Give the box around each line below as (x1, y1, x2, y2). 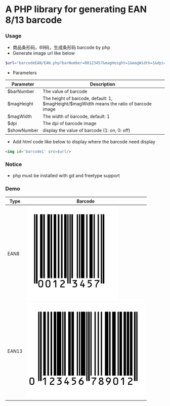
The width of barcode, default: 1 (42, 113, 110, 119)
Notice (5, 161, 22, 168)
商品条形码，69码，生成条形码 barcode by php (12, 45, 110, 51)
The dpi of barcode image (42, 120, 97, 126)
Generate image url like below (12, 50, 75, 56)
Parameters (12, 70, 37, 76)
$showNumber (7, 128, 39, 134)
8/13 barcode (5, 14, 62, 26)
